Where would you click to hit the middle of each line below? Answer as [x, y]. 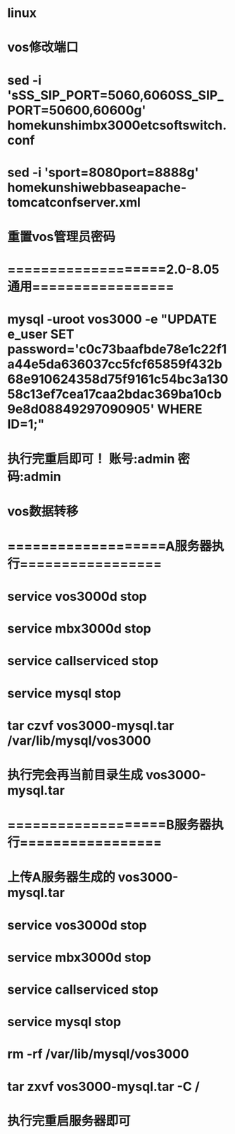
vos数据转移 [43, 511]
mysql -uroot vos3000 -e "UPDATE [112, 319]
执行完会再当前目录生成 [75, 775]
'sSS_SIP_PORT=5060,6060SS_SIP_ [115, 95]
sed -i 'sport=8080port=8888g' [103, 172]
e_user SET [41, 335]
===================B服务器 [109, 825]
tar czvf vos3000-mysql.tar [91, 725]
